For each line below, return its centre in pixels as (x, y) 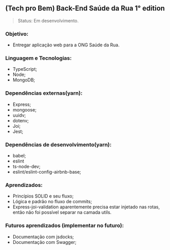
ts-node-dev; (26, 166)
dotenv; (21, 120)
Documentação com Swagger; (44, 242)
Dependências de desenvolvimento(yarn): (58, 145)
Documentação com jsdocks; (43, 237)
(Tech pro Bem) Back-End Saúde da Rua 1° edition (85, 8)
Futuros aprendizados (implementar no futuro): (65, 226)
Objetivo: (17, 34)
